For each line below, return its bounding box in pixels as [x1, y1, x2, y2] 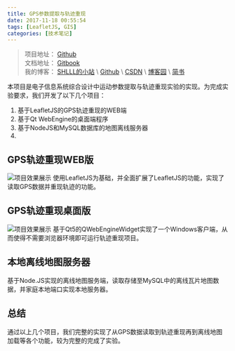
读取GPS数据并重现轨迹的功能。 [7, 183, 100, 191]
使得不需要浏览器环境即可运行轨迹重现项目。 [13, 233, 142, 242]
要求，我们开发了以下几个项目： [13, 91, 106, 100]
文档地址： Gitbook [24, 59, 81, 67]
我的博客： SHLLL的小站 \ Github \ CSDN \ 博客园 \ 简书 [24, 67, 184, 76]
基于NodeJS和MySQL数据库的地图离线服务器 [17, 124, 149, 132]
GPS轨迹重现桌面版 [7, 205, 91, 217]
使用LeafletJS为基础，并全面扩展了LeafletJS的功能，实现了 [52, 173, 224, 183]
